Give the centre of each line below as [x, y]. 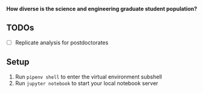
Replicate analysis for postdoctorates [62, 43]
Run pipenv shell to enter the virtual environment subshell [88, 77]
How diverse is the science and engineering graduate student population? [102, 9]
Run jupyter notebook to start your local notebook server [87, 83]
